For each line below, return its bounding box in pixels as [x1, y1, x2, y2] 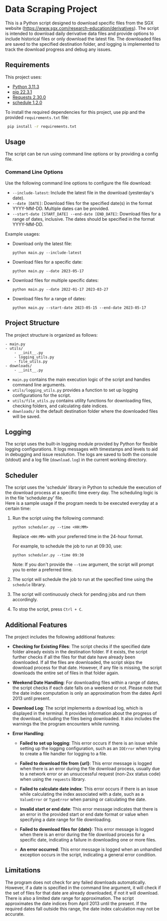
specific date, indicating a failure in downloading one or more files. [19, 836, 157, 842]
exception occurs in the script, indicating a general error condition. [19, 851, 157, 857]
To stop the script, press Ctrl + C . [12, 606, 83, 612]
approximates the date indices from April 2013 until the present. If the [5, 900, 147, 906]
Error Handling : [12, 730, 45, 737]
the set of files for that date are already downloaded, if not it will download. [5, 890, 159, 896]
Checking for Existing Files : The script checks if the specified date [12, 643, 151, 649]
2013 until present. [12, 695, 51, 701]
